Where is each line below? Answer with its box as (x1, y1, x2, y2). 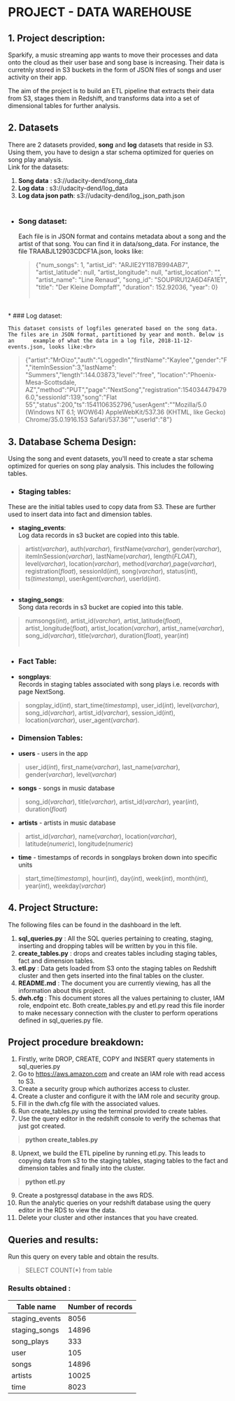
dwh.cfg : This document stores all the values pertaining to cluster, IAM (17, 994, 225, 1002)
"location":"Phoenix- (157, 371, 217, 379)
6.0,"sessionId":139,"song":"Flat (24, 393, 117, 402)
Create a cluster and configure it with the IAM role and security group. (17, 1092, 220, 1101)
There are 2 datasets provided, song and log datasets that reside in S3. (8, 140, 214, 149)
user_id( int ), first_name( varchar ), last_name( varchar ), (24, 762, 180, 771)
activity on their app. (8, 73, 68, 81)
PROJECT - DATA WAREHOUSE (8, 4, 192, 20)
